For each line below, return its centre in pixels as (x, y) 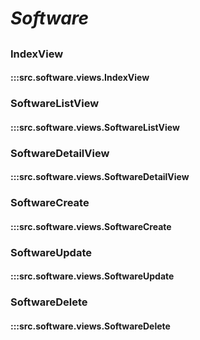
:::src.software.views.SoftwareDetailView (100, 177)
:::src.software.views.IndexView (80, 78)
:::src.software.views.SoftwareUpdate (92, 276)
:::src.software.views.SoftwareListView (95, 127)
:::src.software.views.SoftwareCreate (91, 226)
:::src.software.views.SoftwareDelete (90, 326)
